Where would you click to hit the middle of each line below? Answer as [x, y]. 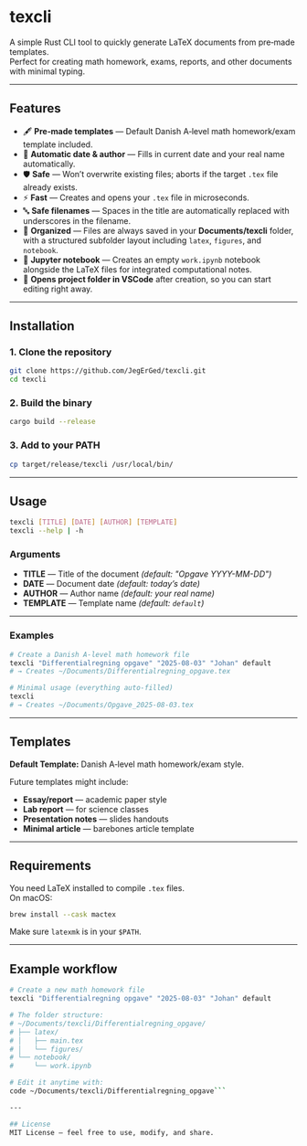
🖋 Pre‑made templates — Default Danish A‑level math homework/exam [159, 131]
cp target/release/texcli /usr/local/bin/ [91, 464]
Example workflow [64, 969]
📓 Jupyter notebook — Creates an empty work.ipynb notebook [141, 260]
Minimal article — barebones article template [108, 828]
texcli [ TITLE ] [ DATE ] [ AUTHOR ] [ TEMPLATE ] [94, 523]
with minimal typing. [47, 71]
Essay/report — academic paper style [95, 799]
